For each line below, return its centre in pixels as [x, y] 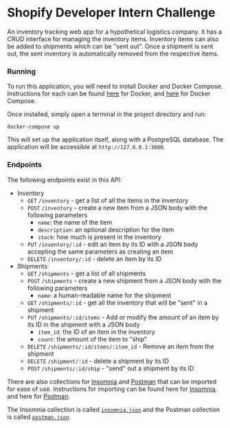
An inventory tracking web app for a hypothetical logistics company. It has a [115, 32]
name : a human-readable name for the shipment [104, 295]
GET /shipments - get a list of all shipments [87, 273]
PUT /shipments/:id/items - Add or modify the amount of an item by [123, 317]
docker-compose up [33, 127]
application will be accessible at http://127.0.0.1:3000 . [86, 147]
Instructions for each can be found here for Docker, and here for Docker [109, 93]
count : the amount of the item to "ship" [92, 339]
